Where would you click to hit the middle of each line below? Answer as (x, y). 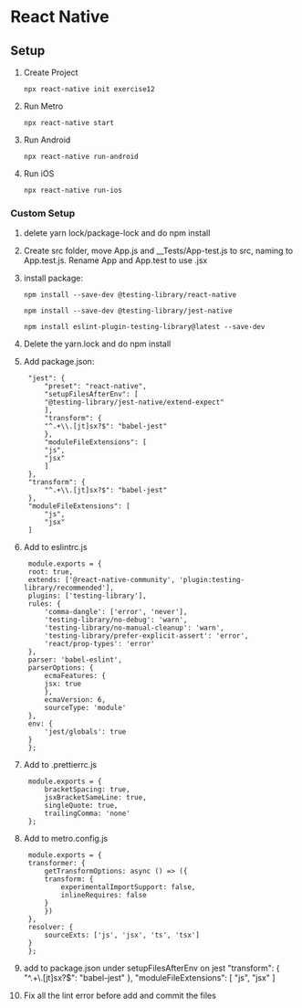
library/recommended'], (69, 588)
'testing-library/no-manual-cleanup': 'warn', (134, 628)
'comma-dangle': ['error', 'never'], (116, 612)
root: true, (51, 572)
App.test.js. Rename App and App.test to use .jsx (115, 260)
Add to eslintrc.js (55, 547)
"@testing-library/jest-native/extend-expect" (134, 403)
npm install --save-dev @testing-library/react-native (130, 295)
